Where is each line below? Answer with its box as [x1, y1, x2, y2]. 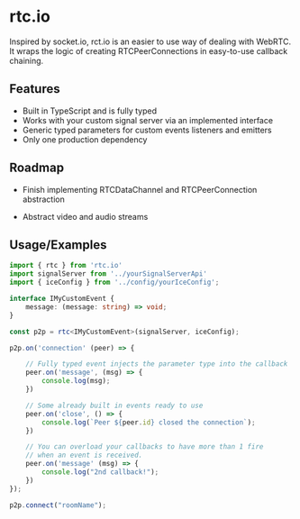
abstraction [22, 194, 65, 205]
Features [9, 81, 60, 96]
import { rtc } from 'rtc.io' [9, 261, 123, 270]
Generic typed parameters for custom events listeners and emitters [22, 124, 272, 135]
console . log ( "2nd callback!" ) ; [41, 468, 159, 477]
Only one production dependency [22, 133, 148, 145]
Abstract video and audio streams [22, 211, 149, 222]
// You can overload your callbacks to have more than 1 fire [25, 442, 264, 451]
